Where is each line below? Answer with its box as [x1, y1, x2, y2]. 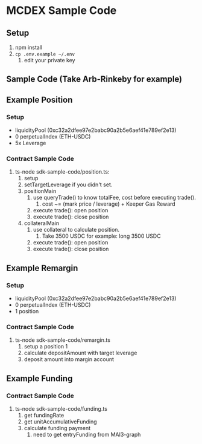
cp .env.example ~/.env [14, 51, 75, 57]
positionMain [24, 188, 57, 195]
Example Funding [6, 373, 73, 384]
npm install [14, 44, 43, 51]
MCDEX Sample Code [6, 4, 117, 18]
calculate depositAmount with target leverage [24, 349, 137, 357]
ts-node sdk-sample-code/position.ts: [14, 168, 110, 175]
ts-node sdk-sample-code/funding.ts [14, 405, 107, 413]
